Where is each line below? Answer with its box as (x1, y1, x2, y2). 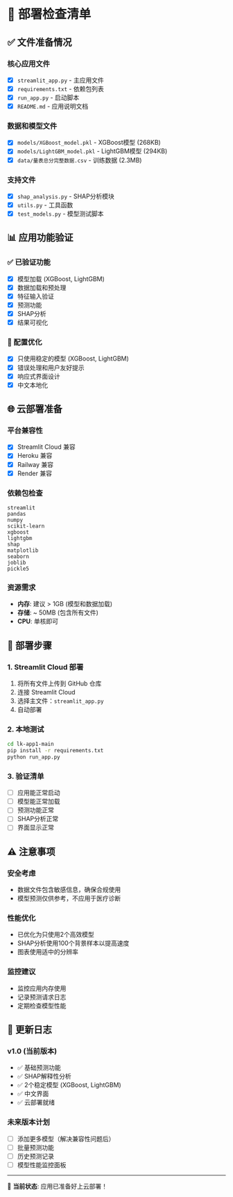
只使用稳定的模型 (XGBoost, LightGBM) (17, 354, 130, 363)
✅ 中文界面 (17, 1090, 49, 1098)
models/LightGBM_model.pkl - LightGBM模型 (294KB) (17, 147, 168, 155)
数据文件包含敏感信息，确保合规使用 (17, 885, 121, 894)
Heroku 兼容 (17, 452, 53, 460)
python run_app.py (7, 753, 60, 761)
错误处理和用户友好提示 (17, 363, 85, 372)
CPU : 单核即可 (17, 617, 59, 626)
